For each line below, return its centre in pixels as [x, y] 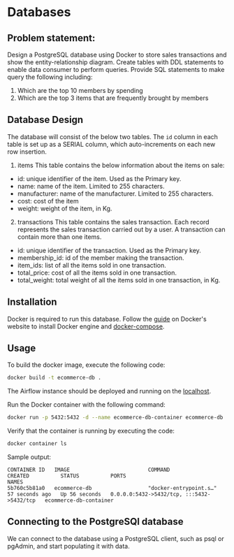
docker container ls [37, 444]
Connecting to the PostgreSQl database [95, 522]
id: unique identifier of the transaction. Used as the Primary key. [109, 250]
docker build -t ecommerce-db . [54, 378]
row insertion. [27, 152]
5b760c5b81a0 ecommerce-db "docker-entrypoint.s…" [112, 489]
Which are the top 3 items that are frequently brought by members [113, 98]
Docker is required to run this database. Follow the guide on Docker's [107, 319]
